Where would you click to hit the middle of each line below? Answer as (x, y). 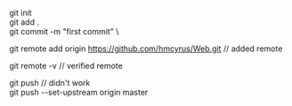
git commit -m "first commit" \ (64, 31)
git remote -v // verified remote (66, 66)
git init (21, 13)
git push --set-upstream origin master (79, 92)
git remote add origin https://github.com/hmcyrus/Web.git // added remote (146, 49)
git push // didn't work (50, 83)
